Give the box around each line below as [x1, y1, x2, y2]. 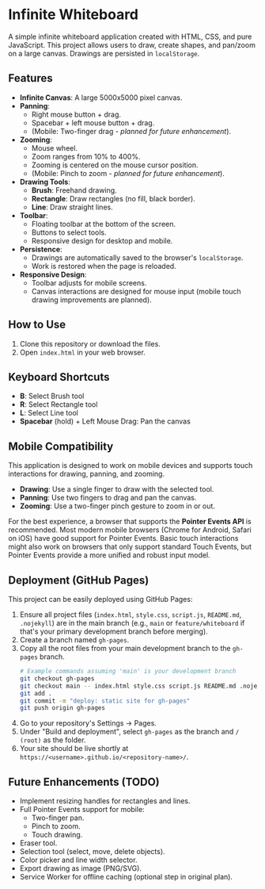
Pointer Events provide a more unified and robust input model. [8, 550, 211, 560]
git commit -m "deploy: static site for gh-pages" [19, 696, 191, 705]
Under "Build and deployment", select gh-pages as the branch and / [19, 727, 240, 737]
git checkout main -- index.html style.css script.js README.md [19, 682, 237, 690]
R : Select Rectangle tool [19, 400, 98, 409]
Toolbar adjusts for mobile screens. [31, 278, 147, 287]
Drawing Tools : [19, 177, 71, 186]
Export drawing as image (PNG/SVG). [19, 864, 142, 873]
